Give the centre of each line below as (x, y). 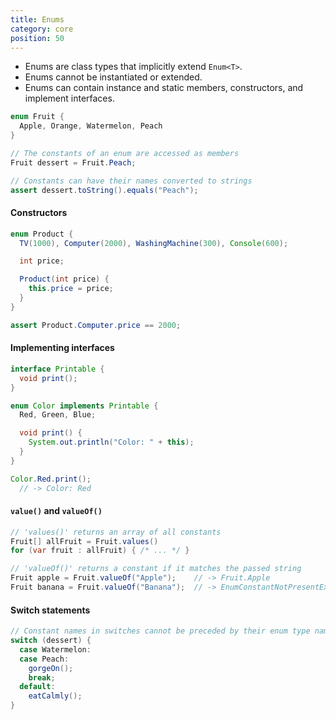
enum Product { (42, 234)
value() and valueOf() (56, 511)
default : (37, 687)
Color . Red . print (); (51, 479)
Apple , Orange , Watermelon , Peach (91, 126)
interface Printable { (57, 369)
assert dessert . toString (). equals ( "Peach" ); (104, 190)
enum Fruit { (37, 117)
